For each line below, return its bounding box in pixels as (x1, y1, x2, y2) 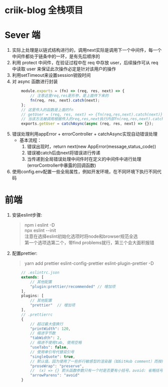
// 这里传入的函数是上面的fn (21, 107, 74, 112)
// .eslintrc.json (21, 270, 60, 275)
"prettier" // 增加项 (30, 303, 76, 308)
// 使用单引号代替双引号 (30, 349, 75, 354)
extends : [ (21, 274, 44, 279)
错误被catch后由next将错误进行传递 (27, 150, 101, 156)
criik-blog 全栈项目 (5, 5, 83, 16)
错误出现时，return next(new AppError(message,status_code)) (27, 144, 156, 150)
